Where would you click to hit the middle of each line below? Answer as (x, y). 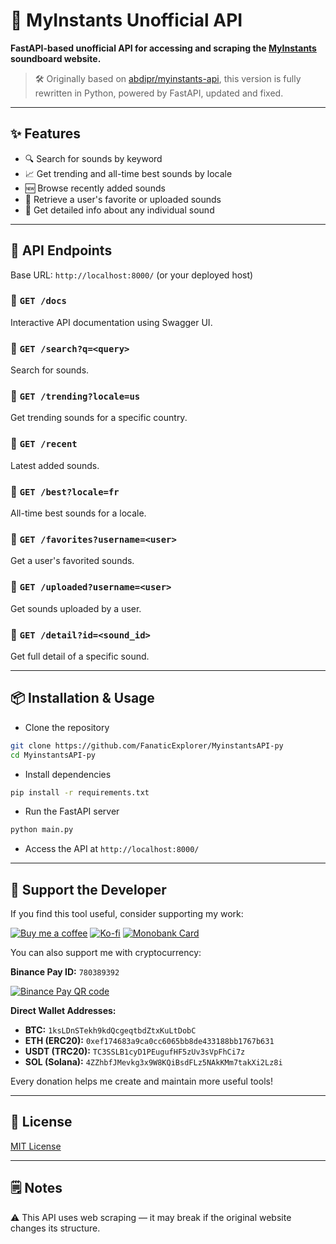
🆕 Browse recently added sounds (95, 188)
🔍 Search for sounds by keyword (93, 158)
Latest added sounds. (55, 465)
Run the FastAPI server (72, 811)
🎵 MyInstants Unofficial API (126, 20)
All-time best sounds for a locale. (78, 513)
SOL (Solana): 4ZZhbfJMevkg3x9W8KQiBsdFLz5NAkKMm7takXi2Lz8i (153, 1062)
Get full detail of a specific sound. (80, 656)
